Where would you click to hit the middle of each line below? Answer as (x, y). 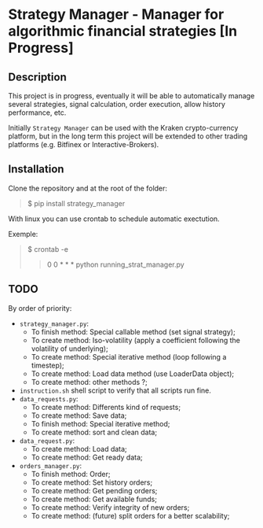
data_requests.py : (49, 398)
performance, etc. (37, 113)
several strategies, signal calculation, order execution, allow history (117, 104)
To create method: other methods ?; (89, 382)
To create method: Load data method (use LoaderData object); (132, 373)
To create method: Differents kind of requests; (106, 407)
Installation (36, 170)
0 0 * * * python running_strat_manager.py (115, 264)
